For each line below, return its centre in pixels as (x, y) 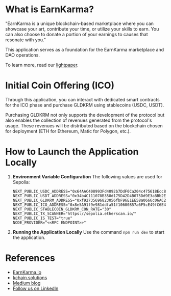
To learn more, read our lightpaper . (42, 65)
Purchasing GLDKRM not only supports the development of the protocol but (85, 115)
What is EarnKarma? (50, 9)
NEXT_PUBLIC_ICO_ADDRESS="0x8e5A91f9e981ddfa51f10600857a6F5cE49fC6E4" (90, 205)
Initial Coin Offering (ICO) (60, 86)
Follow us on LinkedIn (35, 288)
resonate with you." (26, 40)
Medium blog (27, 283)
